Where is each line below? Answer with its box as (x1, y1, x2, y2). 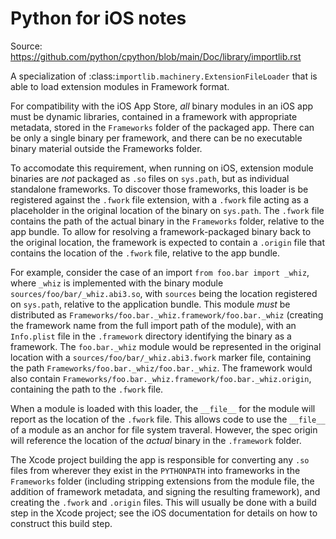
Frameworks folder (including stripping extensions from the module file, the (10, 475, 315, 487)
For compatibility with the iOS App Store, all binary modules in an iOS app (10, 100, 314, 112)
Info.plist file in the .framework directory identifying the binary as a (10, 330, 292, 342)
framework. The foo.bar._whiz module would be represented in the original (10, 340, 322, 352)
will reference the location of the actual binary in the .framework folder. (10, 434, 302, 446)
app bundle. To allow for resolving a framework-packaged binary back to (10, 225, 312, 237)
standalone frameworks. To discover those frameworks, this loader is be (10, 183, 309, 195)
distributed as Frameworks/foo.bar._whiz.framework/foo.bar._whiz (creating (10, 308, 324, 321)
